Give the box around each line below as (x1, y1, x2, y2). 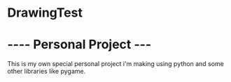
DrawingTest (7, 5, 83, 21)
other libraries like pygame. (7, 67, 86, 76)
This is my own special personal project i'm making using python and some (7, 60, 224, 68)
